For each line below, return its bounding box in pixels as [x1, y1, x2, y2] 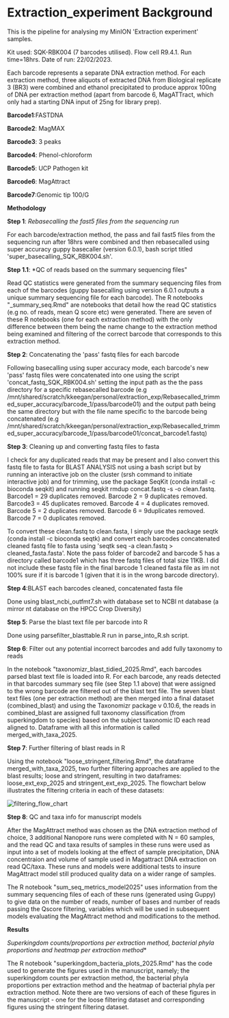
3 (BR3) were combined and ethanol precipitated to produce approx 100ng [7, 83, 217, 91]
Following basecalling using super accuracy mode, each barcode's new [7, 363, 209, 371]
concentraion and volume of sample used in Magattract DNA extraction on [7, 855, 217, 863]
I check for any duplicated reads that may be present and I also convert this [7, 456, 220, 464]
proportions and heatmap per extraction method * [7, 945, 147, 954]
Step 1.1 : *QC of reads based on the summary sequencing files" [7, 265, 188, 273]
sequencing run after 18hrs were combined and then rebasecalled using [7, 238, 210, 246]
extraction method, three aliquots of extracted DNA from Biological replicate [7, 75, 221, 84]
